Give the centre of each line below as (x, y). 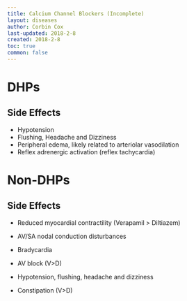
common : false (28, 53)
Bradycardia (35, 249)
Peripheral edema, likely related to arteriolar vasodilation (98, 145)
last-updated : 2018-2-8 (42, 33)
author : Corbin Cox (35, 27)
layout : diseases (32, 20)
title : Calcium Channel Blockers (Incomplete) (76, 14)
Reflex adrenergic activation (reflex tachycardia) (86, 152)
